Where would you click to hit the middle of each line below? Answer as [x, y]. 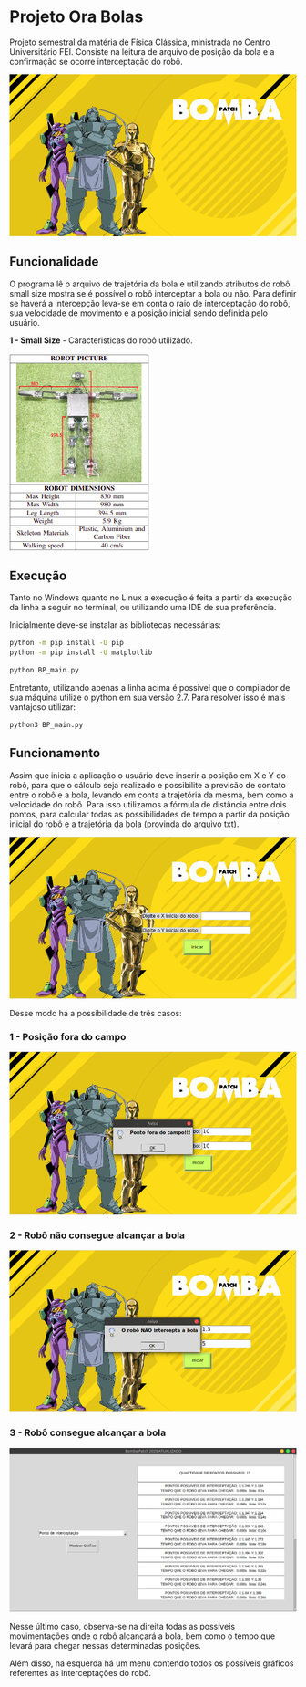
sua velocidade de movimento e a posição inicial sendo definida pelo [139, 313]
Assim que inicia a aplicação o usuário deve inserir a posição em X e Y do [148, 775]
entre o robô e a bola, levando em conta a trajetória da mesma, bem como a [152, 795]
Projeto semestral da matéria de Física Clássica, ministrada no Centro [140, 42]
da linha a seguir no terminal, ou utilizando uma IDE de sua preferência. [143, 608]
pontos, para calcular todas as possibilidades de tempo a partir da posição [149, 814]
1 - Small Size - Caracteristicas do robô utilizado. [101, 340]
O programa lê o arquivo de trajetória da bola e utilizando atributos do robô [150, 284]
